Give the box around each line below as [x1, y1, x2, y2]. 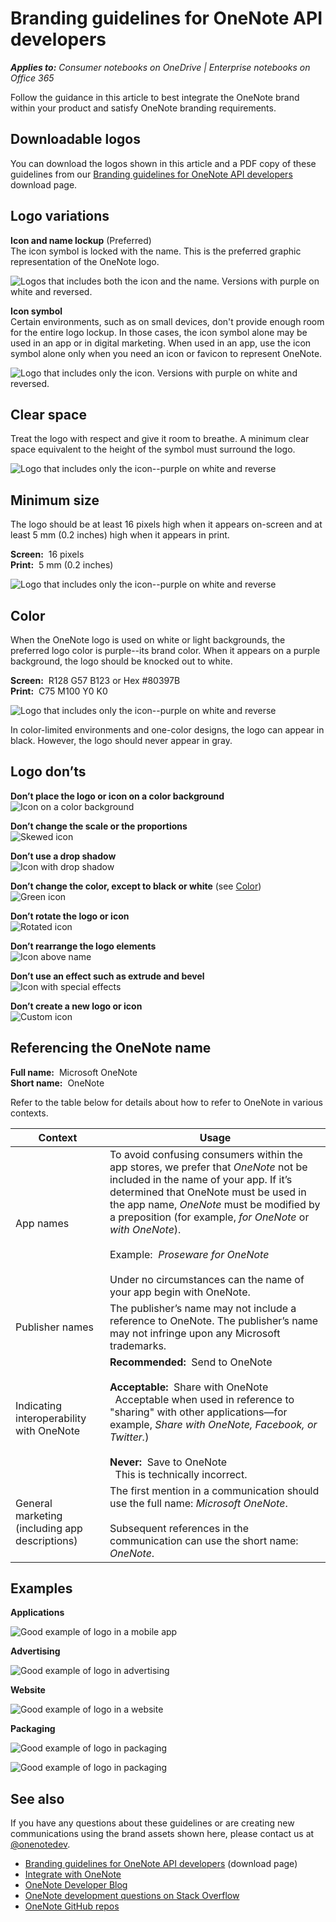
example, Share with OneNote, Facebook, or [109, 1417, 318, 1431]
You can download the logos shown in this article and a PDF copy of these [10, 157, 317, 169]
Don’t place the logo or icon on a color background [10, 790, 225, 802]
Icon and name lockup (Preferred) [10, 234, 152, 246]
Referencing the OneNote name [10, 1040, 212, 1057]
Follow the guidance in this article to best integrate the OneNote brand [10, 91, 300, 103]
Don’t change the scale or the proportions [10, 820, 188, 832]
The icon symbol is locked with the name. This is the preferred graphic [10, 245, 302, 257]
